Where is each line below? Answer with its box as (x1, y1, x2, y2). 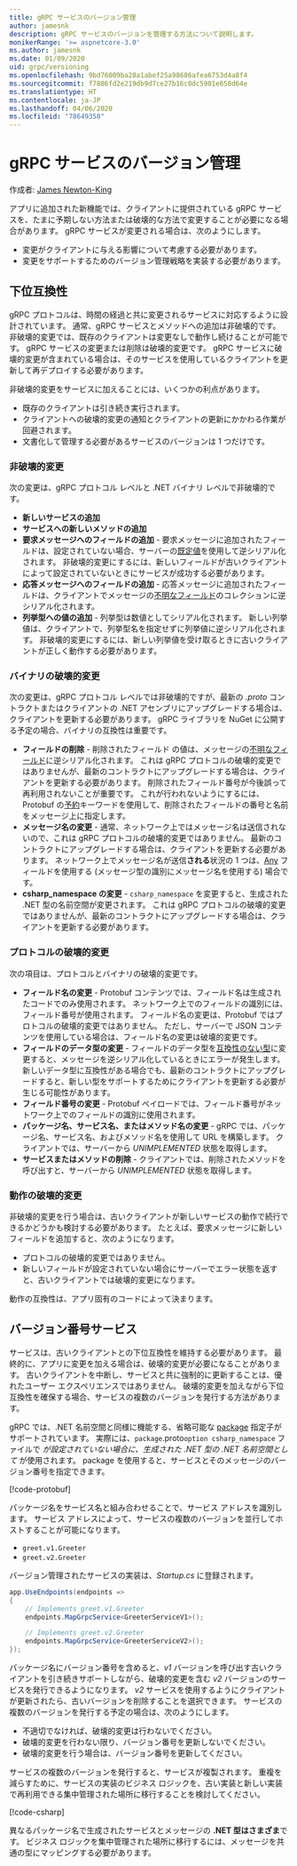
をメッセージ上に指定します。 (21, 811, 131, 821)
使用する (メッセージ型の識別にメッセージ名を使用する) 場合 (60, 866, 281, 877)
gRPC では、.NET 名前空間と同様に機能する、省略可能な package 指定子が (9, 1422, 282, 1432)
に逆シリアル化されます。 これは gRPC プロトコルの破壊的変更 (45, 755, 274, 765)
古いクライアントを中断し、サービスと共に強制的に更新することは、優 (26, 1369, 282, 1380)
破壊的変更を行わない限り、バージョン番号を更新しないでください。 (21, 1737, 270, 1747)
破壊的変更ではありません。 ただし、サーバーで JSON (60, 1020, 257, 1031)
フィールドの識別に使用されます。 (76, 1109, 201, 1120)
